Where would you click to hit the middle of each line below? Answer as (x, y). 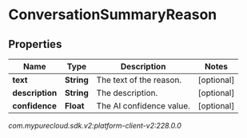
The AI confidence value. (143, 106)
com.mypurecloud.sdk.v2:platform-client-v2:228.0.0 (95, 126)
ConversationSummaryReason (113, 15)
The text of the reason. (139, 80)
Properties (35, 44)
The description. (127, 93)
